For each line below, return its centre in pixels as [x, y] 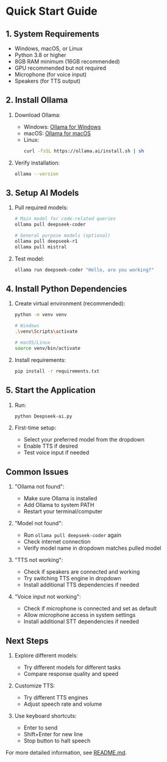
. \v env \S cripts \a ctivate [46, 331]
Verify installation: [37, 163]
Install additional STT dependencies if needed [81, 621]
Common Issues [37, 472]
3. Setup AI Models [42, 193]
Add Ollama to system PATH [59, 505]
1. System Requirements [53, 34]
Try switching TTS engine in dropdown [72, 579]
